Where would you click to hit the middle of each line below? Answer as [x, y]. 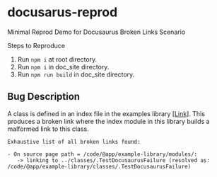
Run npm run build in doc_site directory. [76, 74]
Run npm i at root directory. [57, 59]
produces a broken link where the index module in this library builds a [108, 121]
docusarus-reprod [63, 12]
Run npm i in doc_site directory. [63, 67]
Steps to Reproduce [36, 45]
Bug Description [43, 97]
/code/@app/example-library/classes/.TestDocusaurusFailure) [99, 166]
